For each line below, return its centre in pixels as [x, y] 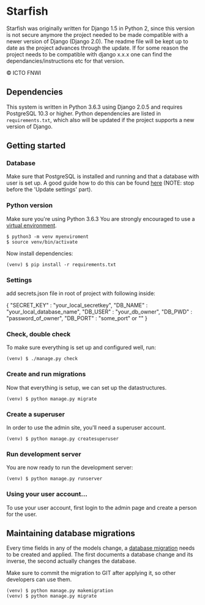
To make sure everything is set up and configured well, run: [81, 347]
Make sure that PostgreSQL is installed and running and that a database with [103, 177]
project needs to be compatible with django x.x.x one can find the [89, 54]
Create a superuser [36, 414]
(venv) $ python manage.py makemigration [60, 591]
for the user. [22, 514]
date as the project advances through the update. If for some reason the [97, 48]
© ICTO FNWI [24, 72]
